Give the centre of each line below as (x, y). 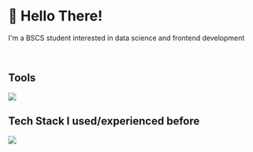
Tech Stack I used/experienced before (104, 121)
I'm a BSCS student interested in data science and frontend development (126, 38)
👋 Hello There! (56, 16)
